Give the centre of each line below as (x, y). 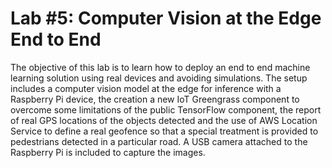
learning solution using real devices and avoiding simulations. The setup (159, 78)
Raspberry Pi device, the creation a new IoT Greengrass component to (155, 99)
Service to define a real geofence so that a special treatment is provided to (164, 131)
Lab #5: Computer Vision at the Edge (166, 18)
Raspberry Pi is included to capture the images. (108, 152)
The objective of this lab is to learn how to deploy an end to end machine (160, 67)
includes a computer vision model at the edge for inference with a (146, 88)
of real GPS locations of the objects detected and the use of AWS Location (164, 120)
